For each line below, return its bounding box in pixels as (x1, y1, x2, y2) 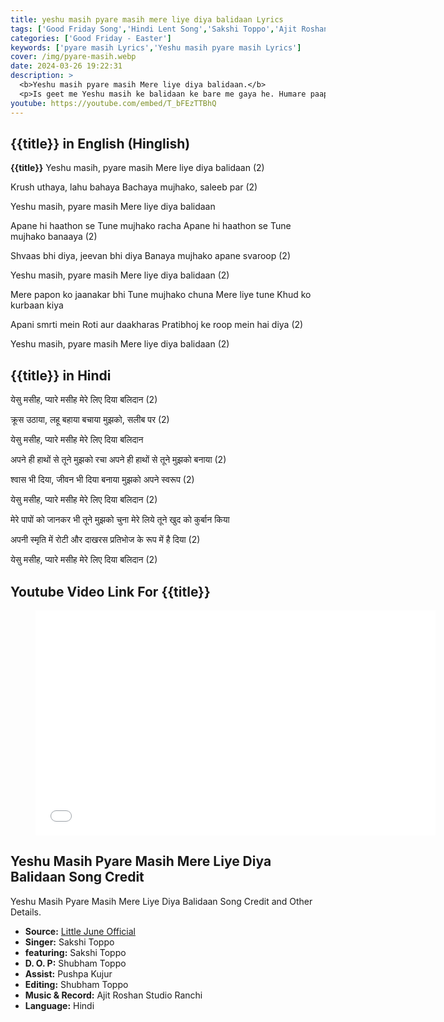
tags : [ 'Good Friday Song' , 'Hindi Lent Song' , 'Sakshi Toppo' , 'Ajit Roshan (10, 24, 329, 34)
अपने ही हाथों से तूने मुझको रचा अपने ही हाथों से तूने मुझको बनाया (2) (10, 454, 227, 466)
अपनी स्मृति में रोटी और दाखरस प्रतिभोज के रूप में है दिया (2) (10, 534, 201, 546)
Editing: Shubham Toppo (24, 978, 129, 990)
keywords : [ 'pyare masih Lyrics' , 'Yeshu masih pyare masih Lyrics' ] (10, 42, 302, 53)
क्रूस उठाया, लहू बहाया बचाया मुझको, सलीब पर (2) (10, 414, 170, 426)
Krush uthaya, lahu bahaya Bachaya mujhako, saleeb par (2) (10, 181, 258, 193)
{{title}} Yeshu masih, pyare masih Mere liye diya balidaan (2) (10, 162, 265, 174)
